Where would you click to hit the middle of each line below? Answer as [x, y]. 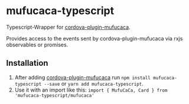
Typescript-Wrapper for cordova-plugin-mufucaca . [69, 27]
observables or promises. [37, 45]
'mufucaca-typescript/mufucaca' [54, 95]
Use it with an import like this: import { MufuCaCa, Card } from [91, 90]
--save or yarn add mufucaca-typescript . [94, 83]
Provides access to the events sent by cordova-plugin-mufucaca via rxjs [94, 38]
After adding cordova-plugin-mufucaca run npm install [82, 77]
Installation [27, 63]
